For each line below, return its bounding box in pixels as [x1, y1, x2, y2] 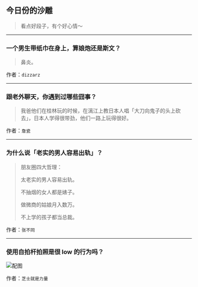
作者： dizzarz [6, 71, 41, 78]
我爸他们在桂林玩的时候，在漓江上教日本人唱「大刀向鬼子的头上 [20, 107, 176, 114]
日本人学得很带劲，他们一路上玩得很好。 [33, 114, 132, 122]
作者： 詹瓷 [6, 127, 31, 134]
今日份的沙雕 [6, 5, 53, 16]
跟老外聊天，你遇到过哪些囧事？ [6, 93, 97, 101]
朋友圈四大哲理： [20, 163, 62, 170]
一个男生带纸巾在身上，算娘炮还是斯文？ [6, 44, 121, 52]
